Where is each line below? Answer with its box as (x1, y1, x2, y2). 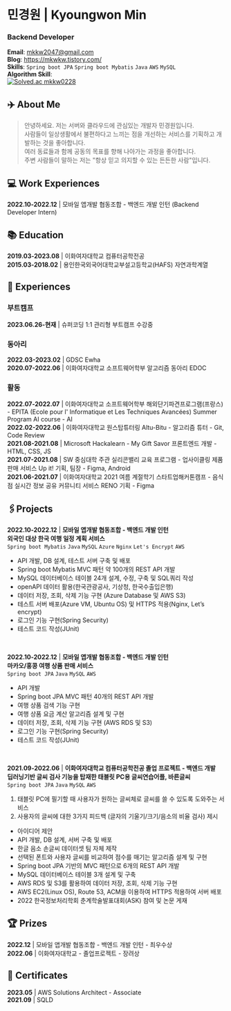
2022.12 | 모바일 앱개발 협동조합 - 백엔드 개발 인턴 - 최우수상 (7, 940, 173, 949)
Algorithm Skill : (7, 70, 53, 78)
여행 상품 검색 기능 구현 (17, 701, 81, 710)
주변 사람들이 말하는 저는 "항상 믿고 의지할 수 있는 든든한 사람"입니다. (24, 156, 211, 165)
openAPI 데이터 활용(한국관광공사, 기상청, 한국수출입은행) (17, 583, 174, 591)
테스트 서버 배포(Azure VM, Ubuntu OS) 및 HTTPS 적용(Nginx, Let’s (17, 600, 205, 608)
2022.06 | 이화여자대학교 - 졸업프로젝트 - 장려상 (7, 949, 140, 958)
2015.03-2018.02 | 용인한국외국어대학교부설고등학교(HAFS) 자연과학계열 (7, 260, 209, 269)
